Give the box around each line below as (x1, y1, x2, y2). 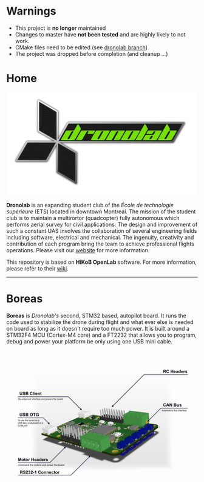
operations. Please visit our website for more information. (6, 246, 150, 253)
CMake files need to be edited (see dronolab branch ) (15, 44, 148, 51)
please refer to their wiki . (6, 264, 69, 272)
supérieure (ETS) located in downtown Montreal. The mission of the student (6, 208, 196, 215)
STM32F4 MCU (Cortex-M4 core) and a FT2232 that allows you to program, (6, 331, 197, 339)
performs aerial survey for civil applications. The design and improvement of (6, 221, 198, 228)
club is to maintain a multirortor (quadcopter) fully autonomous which (6, 214, 180, 221)
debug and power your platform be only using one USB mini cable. (6, 337, 173, 345)
